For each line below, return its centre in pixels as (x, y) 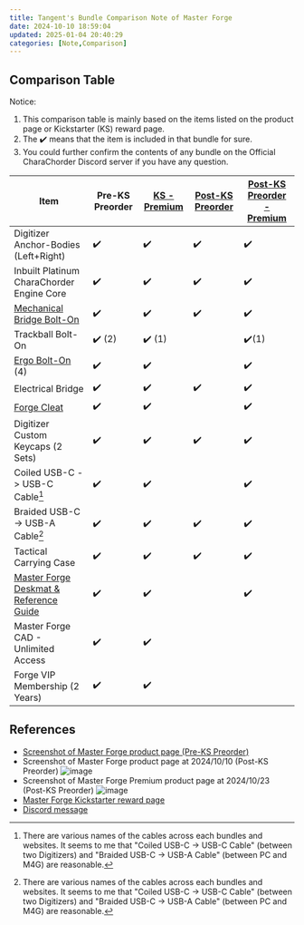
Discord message (55, 809)
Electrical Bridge (49, 388)
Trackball (34, 335)
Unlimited (34, 648)
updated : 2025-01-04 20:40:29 (66, 34)
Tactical (31, 551)
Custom (31, 435)
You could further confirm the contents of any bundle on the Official (149, 152)
